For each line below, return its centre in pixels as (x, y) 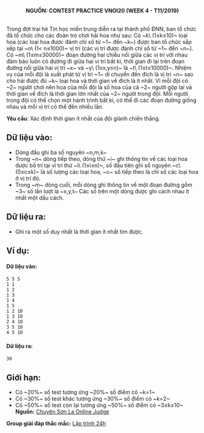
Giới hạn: (24, 377)
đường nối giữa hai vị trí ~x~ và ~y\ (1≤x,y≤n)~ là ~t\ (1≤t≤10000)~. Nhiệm (99, 68)
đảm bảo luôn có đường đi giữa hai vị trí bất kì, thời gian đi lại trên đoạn (95, 61)
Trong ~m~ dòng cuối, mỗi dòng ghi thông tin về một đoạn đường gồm (104, 185)
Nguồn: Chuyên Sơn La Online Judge (62, 412)
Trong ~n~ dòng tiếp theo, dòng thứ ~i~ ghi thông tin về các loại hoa (101, 159)
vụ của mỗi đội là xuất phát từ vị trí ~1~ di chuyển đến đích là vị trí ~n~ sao (100, 74)
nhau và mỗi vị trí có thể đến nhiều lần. (55, 107)
